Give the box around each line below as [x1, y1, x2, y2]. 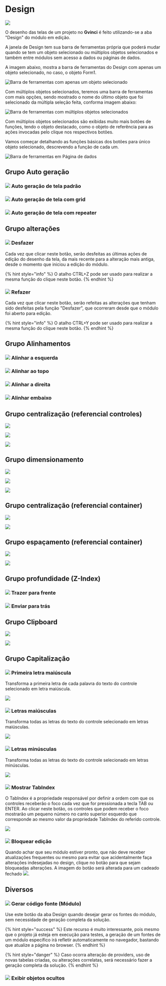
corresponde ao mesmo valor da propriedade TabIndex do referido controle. [5, 816, 161, 822]
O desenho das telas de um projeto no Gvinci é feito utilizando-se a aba [5, 29, 152, 35]
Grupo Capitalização [5, 654, 70, 663]
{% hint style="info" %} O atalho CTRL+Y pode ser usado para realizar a [5, 320, 153, 326]
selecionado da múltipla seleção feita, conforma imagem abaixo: [5, 99, 137, 105]
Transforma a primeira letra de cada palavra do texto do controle [5, 680, 137, 686]
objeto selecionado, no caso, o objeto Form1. [5, 69, 97, 75]
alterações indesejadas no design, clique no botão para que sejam [5, 860, 141, 866]
